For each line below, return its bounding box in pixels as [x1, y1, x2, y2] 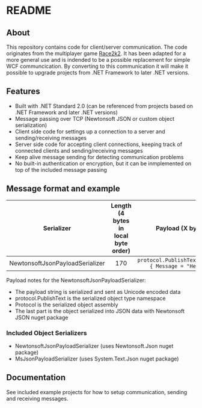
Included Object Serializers [6, 329, 87, 337]
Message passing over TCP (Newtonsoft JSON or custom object [14, 115, 174, 122]
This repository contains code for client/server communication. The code [6, 43, 188, 50]
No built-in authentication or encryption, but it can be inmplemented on [14, 160, 192, 167]
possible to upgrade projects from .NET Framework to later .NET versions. [6, 69, 189, 76]
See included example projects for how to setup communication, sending [6, 388, 188, 395]
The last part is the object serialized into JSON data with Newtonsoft [14, 307, 185, 314]
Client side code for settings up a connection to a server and [14, 127, 165, 135]
